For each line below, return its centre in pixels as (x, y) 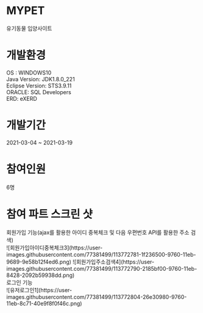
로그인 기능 (20, 282)
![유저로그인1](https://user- (39, 290)
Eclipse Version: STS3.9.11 (39, 86)
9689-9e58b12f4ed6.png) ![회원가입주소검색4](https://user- (80, 262)
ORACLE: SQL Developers (39, 92)
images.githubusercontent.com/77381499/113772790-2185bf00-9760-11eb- (102, 268)
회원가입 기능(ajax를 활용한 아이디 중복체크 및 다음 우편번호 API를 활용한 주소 (98, 232)
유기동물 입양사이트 (29, 28)
